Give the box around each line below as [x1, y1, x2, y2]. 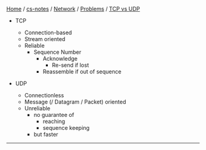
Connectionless [24, 92, 64, 99]
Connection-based [24, 29, 72, 36]
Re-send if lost [51, 61, 89, 69]
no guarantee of [33, 111, 75, 118]
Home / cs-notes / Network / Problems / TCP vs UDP [6, 6, 140, 12]
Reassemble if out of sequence [42, 68, 121, 75]
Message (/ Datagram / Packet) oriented [24, 98, 126, 105]
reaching [42, 118, 66, 125]
